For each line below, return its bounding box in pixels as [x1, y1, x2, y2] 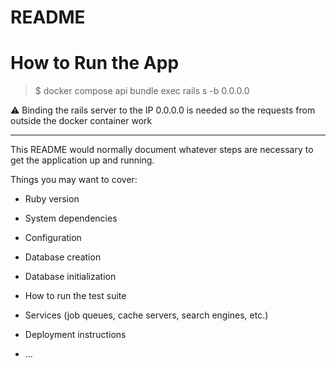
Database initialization [24, 271, 117, 283]
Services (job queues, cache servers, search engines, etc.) [24, 309, 269, 321]
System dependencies [24, 212, 118, 225]
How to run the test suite [24, 290, 127, 302]
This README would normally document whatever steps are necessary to [10, 144, 314, 156]
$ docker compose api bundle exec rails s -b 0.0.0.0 [34, 85, 250, 97]
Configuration [24, 232, 82, 244]
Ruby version [24, 193, 80, 205]
